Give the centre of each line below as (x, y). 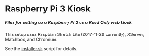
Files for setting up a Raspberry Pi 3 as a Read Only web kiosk (68, 22)
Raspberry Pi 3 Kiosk (48, 9)
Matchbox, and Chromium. (31, 40)
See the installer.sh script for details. (41, 49)
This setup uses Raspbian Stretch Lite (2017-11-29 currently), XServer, (75, 34)
